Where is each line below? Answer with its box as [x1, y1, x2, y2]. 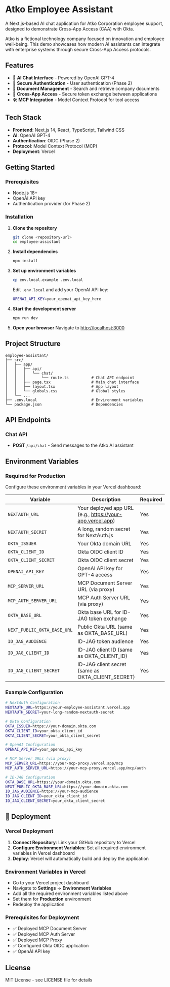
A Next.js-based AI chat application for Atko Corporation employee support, [5, 20, 163, 26]
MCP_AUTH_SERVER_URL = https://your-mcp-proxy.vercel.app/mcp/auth [5, 765, 146, 770]
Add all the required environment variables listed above [12, 890, 128, 897]
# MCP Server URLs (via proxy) [5, 756, 71, 761]
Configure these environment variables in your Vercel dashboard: [5, 484, 142, 490]
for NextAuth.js [77, 532, 114, 539]
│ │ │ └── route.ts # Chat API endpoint [5, 375, 135, 380]
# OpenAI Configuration [5, 742, 56, 748]
